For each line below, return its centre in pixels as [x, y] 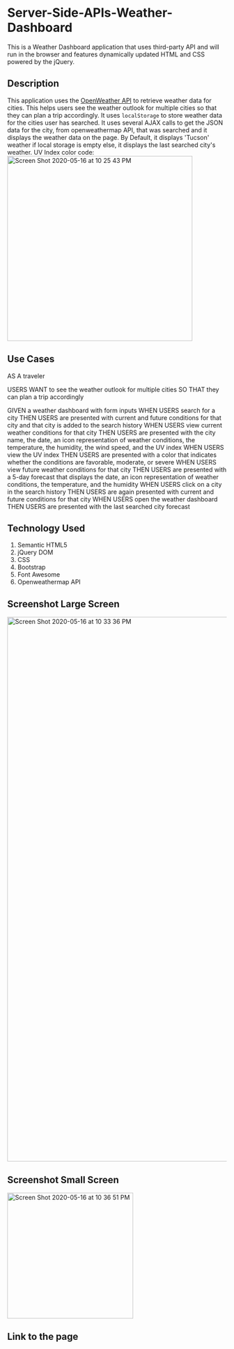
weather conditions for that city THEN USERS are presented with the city [111, 432]
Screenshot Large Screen [63, 604]
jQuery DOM [35, 552]
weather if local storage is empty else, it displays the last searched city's [111, 145]
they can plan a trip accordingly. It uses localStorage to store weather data [115, 115]
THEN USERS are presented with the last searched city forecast [99, 506]
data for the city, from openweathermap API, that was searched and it [107, 130]
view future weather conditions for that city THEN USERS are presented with [117, 469]
